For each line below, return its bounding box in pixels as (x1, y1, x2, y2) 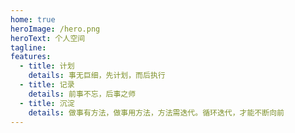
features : (10, 52, 52, 62)
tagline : (10, 42, 47, 53)
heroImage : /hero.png (10, 24, 101, 34)
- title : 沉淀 (19, 98, 75, 108)
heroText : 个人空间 (10, 33, 86, 43)
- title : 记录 (19, 80, 75, 90)
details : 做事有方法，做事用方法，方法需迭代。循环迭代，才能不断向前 (28, 107, 285, 118)
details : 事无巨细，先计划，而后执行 (28, 71, 166, 81)
